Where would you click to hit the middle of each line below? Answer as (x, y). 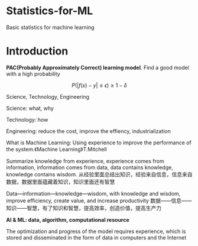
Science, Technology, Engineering (48, 96)
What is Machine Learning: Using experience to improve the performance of (99, 143)
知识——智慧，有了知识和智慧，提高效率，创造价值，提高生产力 (84, 208)
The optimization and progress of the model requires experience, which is (96, 231)
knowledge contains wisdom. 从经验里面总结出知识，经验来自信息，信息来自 (99, 174)
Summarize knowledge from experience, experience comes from (85, 161)
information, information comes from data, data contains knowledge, (90, 167)
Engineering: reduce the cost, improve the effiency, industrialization (89, 131)
